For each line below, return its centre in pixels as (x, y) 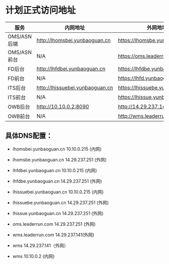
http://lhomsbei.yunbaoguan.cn (73, 40)
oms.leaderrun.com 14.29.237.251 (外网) (54, 224)
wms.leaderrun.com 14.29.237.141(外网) (53, 235)
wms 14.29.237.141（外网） (40, 245)
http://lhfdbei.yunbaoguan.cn (71, 69)
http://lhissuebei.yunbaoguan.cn (75, 87)
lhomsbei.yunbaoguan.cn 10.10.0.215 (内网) (57, 149)
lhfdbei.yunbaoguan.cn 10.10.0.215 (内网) (55, 170)
